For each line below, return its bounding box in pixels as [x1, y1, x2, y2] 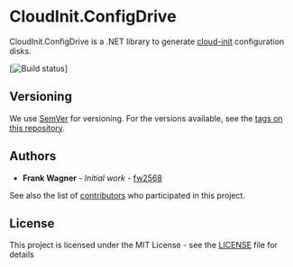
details [9, 249, 34, 260]
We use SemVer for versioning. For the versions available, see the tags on [9, 112, 283, 123]
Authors [9, 148, 57, 164]
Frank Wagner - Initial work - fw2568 [22, 173, 162, 183]
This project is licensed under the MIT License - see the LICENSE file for [9, 240, 278, 251]
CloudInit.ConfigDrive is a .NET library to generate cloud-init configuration [9, 36, 285, 47]
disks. [9, 45, 32, 56]
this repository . [9, 122, 66, 133]
